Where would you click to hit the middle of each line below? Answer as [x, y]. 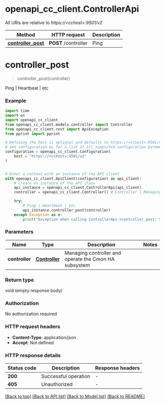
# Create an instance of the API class [55, 183]
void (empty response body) [34, 291]
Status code [22, 368]
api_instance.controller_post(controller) [67, 210]
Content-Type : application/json [44, 337]
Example [16, 101]
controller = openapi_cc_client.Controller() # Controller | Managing [88, 192]
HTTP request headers [33, 326]
